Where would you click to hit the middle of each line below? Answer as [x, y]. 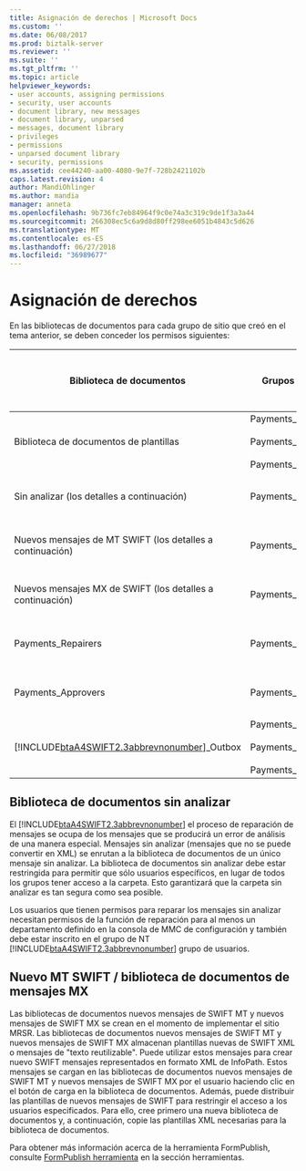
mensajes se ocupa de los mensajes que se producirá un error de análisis [148, 834]
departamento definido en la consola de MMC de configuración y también [148, 929]
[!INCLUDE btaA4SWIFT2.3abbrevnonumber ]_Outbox [127, 747]
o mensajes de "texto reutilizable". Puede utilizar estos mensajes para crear [151, 1052]
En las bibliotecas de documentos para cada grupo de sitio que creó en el [148, 326]
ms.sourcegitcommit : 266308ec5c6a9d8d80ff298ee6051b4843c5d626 [132, 221]
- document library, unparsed [67, 119]
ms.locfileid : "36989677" [58, 255]
